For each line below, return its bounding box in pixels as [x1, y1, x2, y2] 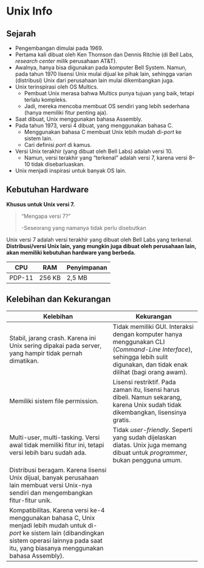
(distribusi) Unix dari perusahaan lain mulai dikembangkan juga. [15, 77, 174, 84]
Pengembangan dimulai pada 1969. [15, 44, 104, 52]
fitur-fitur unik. [9, 496, 52, 504]
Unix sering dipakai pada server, [9, 341, 102, 350]
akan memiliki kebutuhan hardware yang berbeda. [6, 249, 136, 256]
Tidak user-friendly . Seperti [112, 425, 193, 434]
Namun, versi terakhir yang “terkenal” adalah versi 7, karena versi [24, 154, 188, 161]
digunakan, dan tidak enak [112, 360, 188, 368]
